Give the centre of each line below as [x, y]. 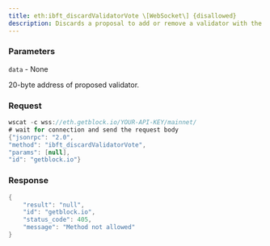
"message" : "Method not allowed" [79, 227]
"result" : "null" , [54, 205]
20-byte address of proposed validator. [74, 85]
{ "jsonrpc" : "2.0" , [41, 137]
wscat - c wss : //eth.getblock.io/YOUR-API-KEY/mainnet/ [103, 123]
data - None [28, 69]
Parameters [32, 52]
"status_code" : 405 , [57, 220]
